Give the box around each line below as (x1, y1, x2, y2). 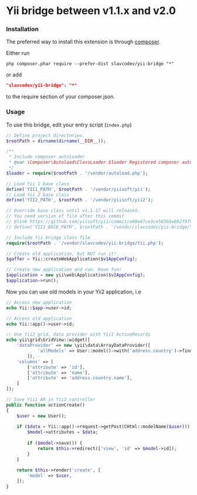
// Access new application (6, 299, 72, 305)
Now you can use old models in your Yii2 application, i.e (6, 288, 142, 295)
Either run (6, 50, 30, 57)
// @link (6, 219, 28, 225)
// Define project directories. (6, 132, 85, 138)
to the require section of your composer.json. (6, 93, 116, 100)
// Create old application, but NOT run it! (6, 251, 117, 257)
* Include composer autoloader (8, 154, 85, 160)
